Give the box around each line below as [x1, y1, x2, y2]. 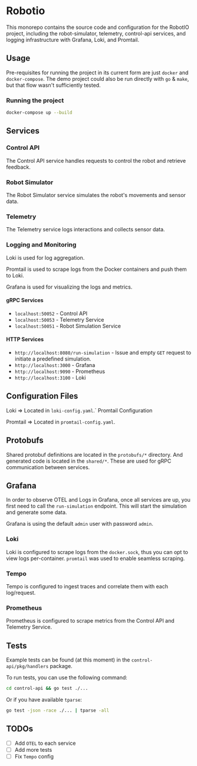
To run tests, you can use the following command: [6, 674, 128, 681]
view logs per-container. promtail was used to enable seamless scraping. [6, 555, 185, 562]
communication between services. [6, 463, 90, 470]
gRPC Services [6, 297, 44, 304]
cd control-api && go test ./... [6, 686, 88, 692]
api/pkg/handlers [6, 664, 49, 670]
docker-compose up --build [6, 110, 73, 116]
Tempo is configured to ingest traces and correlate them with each [6, 582, 168, 590]
